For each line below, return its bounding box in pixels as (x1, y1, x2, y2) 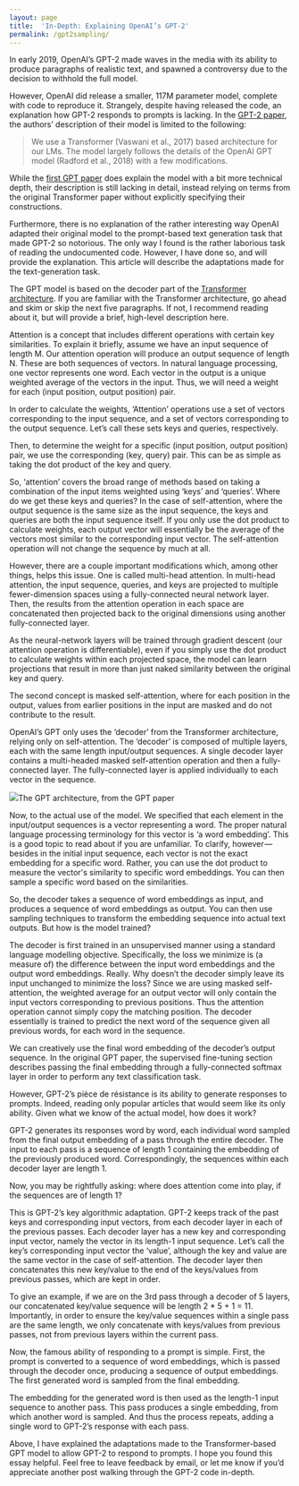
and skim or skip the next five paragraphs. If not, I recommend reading (9, 303, 270, 313)
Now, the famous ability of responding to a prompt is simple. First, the (9, 1346, 266, 1357)
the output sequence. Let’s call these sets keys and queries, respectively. (9, 423, 278, 434)
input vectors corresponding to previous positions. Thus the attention (9, 997, 264, 1008)
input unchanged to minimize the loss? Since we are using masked (9, 978, 254, 989)
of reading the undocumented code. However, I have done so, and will (9, 247, 268, 258)
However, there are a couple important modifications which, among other (9, 560, 278, 571)
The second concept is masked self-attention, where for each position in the (9, 690, 291, 701)
